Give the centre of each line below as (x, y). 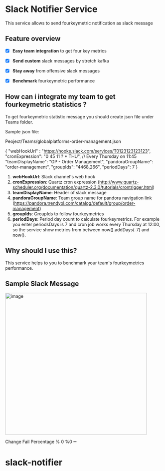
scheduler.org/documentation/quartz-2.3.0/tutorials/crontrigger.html (82, 187)
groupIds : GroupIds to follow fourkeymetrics (58, 214)
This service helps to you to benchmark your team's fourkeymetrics (75, 263)
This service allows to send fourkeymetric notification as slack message (79, 23)
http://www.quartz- (119, 182)
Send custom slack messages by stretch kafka (61, 60)
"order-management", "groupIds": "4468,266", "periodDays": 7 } (72, 167)
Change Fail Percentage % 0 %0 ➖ (41, 442)
